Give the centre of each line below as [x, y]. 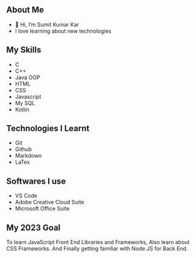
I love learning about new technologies [63, 31]
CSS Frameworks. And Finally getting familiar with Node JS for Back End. [97, 249]
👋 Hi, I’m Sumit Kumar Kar [47, 24]
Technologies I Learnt [48, 128]
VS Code [26, 196]
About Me [25, 10]
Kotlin [22, 109]
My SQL [25, 103]
